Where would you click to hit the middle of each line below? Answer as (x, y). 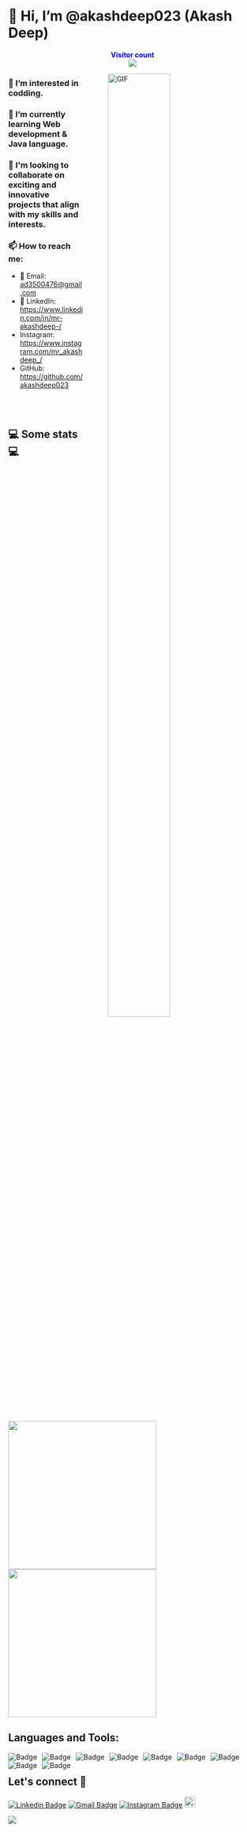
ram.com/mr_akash (51, 351)
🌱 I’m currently (37, 114)
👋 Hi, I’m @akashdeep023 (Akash (120, 16)
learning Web (34, 124)
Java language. (38, 144)
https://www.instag (51, 343)
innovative (29, 194)
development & (38, 133)
